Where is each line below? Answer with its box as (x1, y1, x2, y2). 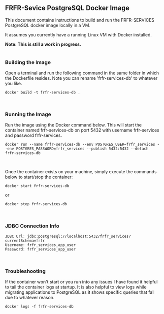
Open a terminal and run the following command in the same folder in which (5, 70, 159, 76)
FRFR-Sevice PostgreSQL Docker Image (5, 4, 130, 12)
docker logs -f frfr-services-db (5, 304, 74, 309)
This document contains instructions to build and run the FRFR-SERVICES (5, 17, 155, 23)
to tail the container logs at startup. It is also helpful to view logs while (5, 284, 147, 290)
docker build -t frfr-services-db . (5, 90, 80, 95)
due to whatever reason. (5, 295, 55, 300)
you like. (5, 81, 22, 87)
